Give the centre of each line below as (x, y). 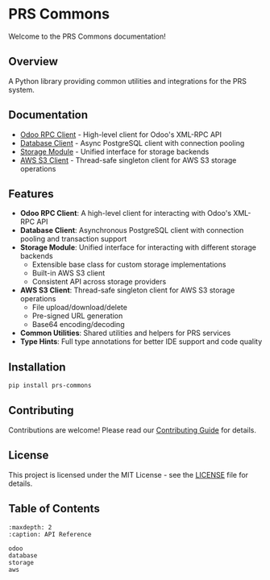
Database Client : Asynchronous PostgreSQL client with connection (132, 230)
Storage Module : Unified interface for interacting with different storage (138, 247)
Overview (33, 62)
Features (31, 194)
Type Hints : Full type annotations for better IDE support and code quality (141, 342)
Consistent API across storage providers (99, 282)
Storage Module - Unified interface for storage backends (114, 151)
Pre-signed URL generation (77, 316)
